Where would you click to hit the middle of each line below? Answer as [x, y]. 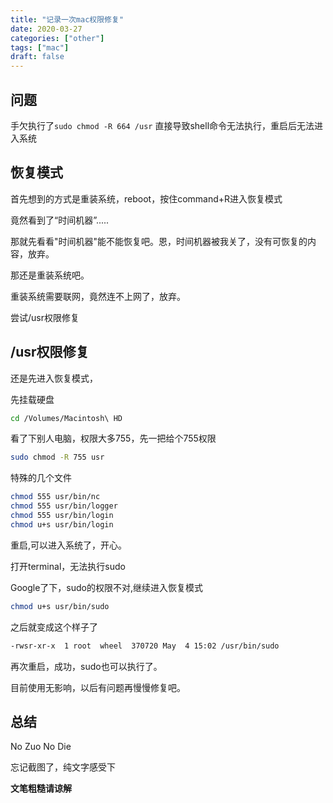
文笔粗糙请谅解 [41, 788]
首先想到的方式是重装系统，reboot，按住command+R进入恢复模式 [146, 198]
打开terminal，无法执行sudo [68, 566]
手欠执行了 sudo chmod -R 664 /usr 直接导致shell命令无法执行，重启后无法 [162, 125]
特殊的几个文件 [41, 478]
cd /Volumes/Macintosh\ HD [66, 418]
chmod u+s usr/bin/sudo [60, 606]
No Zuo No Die [41, 747]
